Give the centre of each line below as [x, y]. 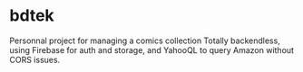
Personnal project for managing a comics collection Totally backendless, [145, 40]
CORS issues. [35, 59]
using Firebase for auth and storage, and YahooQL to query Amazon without [152, 49]
